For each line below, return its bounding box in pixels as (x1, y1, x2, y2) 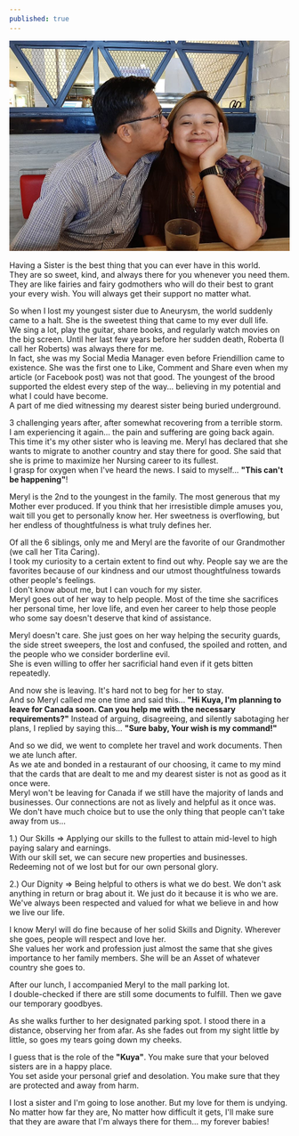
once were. (9, 777, 51, 788)
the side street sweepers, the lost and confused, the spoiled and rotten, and (9, 639, 287, 650)
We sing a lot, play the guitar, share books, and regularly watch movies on (9, 324, 280, 335)
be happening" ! (9, 474, 69, 484)
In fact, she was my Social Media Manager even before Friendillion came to (9, 353, 285, 363)
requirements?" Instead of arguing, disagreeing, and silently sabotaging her (9, 713, 289, 724)
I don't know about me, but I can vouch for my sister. (9, 584, 203, 595)
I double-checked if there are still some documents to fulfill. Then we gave (9, 988, 282, 999)
